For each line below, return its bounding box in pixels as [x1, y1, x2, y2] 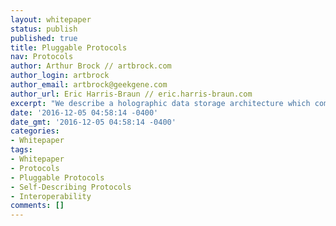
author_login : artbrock [10, 71, 110, 81]
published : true [10, 33, 78, 43]
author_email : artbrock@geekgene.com [10, 80, 168, 90]
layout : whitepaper [10, 14, 92, 25]
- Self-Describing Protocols [10, 182, 132, 192]
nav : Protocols [10, 52, 74, 62]
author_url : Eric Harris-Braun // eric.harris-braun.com [10, 89, 253, 99]
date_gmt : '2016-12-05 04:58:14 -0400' [10, 117, 177, 127]
